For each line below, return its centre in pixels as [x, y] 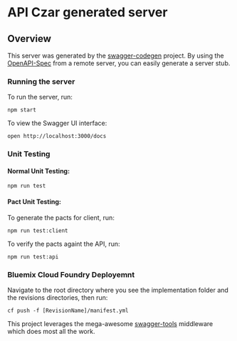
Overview [30, 39]
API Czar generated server [88, 12]
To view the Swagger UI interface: [57, 123]
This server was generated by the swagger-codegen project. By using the [116, 55]
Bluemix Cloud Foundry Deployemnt [71, 274]
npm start [22, 110]
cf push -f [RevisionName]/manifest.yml [68, 310]
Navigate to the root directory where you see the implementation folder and [118, 290]
